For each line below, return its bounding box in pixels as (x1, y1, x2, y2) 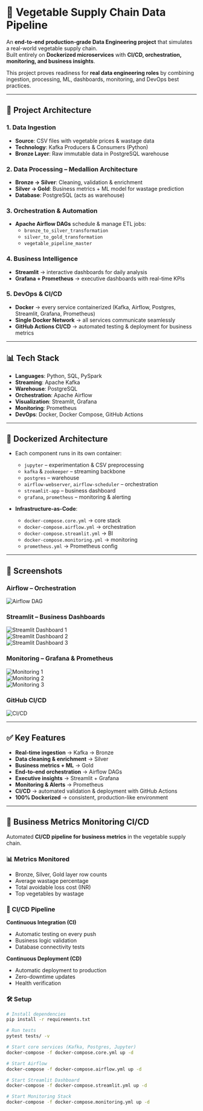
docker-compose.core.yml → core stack (24, 517, 121, 524)
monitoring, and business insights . (6, 57, 95, 65)
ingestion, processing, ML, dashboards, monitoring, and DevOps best (6, 75, 179, 83)
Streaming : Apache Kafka (14, 379, 80, 386)
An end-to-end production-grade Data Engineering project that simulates (6, 38, 193, 45)
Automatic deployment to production (14, 967, 107, 974)
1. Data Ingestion (6, 123, 56, 132)
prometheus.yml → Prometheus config (24, 543, 118, 550)
